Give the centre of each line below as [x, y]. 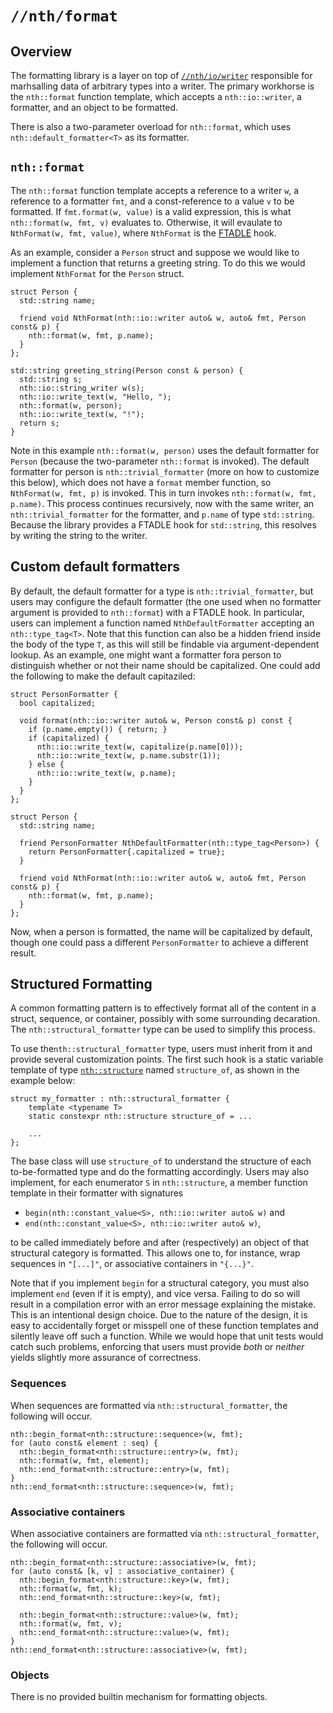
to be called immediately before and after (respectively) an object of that [160, 1243]
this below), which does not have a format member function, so [141, 482]
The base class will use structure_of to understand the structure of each [161, 1161]
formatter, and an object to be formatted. [94, 107]
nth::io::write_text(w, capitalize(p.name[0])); [140, 747]
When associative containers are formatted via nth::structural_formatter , [165, 1534]
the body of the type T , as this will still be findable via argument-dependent [165, 644]
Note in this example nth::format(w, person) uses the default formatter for [165, 450]
